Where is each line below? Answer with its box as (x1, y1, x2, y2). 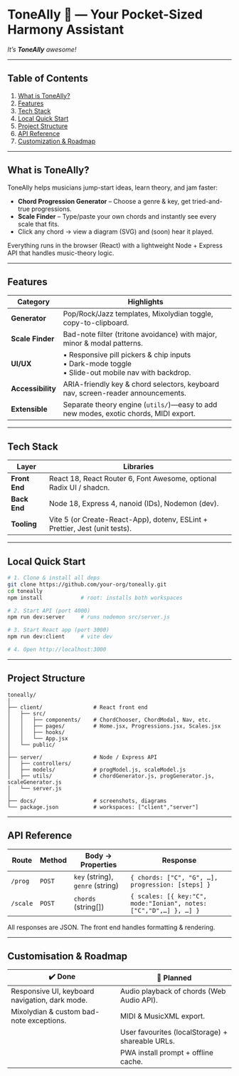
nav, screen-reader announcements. (63, 388, 186, 398)
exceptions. (27, 1015, 67, 1025)
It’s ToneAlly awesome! (7, 45, 77, 53)
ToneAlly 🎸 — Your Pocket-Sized (7, 6, 203, 23)
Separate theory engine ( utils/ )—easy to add (63, 400, 218, 410)
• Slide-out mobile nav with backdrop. (63, 368, 191, 378)
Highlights (127, 297, 164, 307)
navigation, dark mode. (11, 995, 87, 1005)
